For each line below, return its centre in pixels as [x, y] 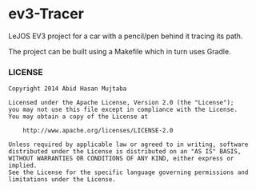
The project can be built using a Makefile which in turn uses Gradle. [120, 51]
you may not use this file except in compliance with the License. [123, 110]
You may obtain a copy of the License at [78, 117]
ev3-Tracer [46, 14]
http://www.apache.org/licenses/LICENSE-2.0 [98, 131]
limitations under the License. [62, 180]
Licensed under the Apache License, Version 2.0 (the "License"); [121, 103]
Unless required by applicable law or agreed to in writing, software [128, 144]
